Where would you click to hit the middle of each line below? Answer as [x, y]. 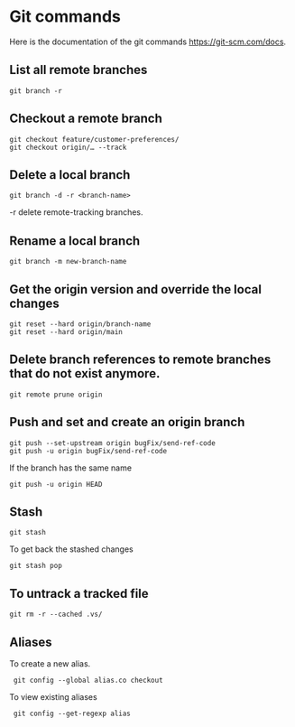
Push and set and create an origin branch [127, 422]
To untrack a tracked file [79, 593]
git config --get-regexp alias [72, 714]
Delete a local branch [70, 175]
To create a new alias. [50, 664]
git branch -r [36, 91]
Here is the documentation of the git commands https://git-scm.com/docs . [148, 42]
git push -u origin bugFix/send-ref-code [88, 451]
